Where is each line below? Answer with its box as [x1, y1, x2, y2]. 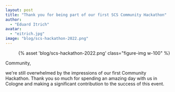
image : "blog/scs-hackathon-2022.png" [5, 36, 89, 41]
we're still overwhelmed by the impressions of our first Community [5, 70, 147, 76]
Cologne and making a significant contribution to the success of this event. [5, 80, 165, 87]
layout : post [5, 7, 33, 13]
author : [5, 17, 22, 22]
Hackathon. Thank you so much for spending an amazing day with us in [5, 75, 157, 81]
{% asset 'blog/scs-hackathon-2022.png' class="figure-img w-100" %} [18, 50, 171, 56]
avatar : [5, 27, 22, 32]
